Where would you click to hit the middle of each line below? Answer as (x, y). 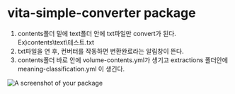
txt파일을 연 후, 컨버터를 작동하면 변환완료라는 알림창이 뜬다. (101, 51)
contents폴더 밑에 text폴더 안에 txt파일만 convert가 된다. (97, 33)
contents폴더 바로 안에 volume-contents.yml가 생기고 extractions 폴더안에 (123, 60)
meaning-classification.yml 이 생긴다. (71, 69)
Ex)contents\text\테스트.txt (56, 42)
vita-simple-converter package (102, 13)
